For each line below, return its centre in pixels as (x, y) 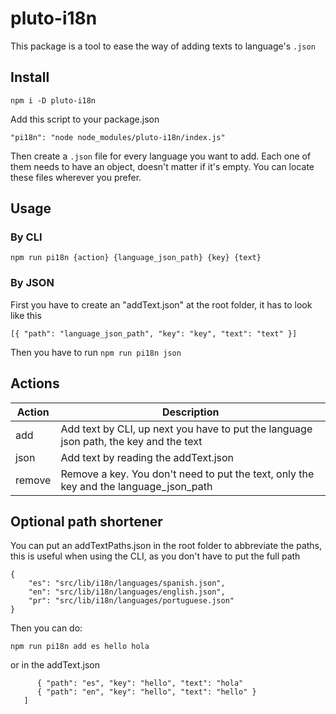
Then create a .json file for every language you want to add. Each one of (161, 156)
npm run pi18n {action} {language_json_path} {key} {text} (136, 258)
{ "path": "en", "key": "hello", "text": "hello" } (146, 692)
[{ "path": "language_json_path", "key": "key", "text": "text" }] (154, 333)
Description (190, 412)
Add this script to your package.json (85, 119)
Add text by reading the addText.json (147, 457)
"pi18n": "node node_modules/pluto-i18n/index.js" (118, 137)
